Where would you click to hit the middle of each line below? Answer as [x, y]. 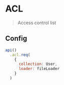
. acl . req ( [20, 55]
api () [11, 50]
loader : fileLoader [39, 69]
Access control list [37, 23]
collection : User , [38, 64]
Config [16, 38]
